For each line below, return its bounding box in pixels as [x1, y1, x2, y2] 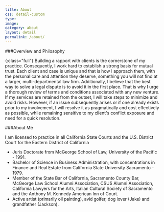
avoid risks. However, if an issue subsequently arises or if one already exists [5, 99, 159, 105]
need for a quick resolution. [5, 115, 61, 121]
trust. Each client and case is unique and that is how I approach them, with [5, 68, 155, 74]
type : [5, 16, 16, 21]
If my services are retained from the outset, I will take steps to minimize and [5, 94, 158, 100]
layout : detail [5, 30, 36, 35]
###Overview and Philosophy [5, 48, 65, 54]
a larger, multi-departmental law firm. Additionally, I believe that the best [5, 78, 151, 84]
